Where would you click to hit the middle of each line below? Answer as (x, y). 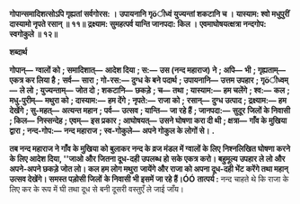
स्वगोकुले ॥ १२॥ (34, 34)
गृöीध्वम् (274, 80)
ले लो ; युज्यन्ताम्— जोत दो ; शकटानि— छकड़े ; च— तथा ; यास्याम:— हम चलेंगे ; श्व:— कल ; (154, 90)
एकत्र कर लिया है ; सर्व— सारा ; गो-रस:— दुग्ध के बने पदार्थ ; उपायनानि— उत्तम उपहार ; (134, 80)
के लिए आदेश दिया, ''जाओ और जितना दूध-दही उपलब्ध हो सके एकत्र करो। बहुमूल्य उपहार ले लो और (147, 159)
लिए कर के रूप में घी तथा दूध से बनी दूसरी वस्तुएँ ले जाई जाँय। (97, 189)
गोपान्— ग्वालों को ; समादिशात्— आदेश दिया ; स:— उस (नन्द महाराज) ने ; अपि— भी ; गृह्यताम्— (148, 70)
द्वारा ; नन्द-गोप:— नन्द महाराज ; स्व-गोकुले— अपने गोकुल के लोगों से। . (112, 131)
